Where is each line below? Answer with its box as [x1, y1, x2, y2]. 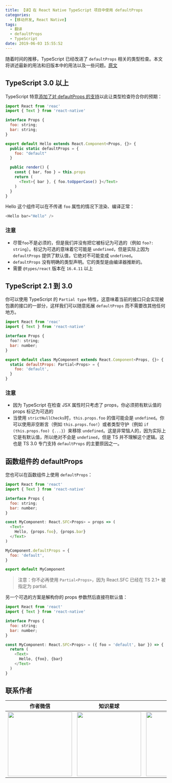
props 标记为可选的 [12, 408, 54, 414]
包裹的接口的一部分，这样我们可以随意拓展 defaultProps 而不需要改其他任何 [5, 303, 165, 309]
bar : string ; [10, 127, 38, 133]
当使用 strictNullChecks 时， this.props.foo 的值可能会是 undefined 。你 [12, 415, 165, 421]
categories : [5, 12, 31, 17]
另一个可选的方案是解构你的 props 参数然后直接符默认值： [5, 594, 128, 600]
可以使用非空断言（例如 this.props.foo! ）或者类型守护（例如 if [12, 421, 149, 427]
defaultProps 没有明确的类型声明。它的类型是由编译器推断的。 [12, 259, 145, 265]
